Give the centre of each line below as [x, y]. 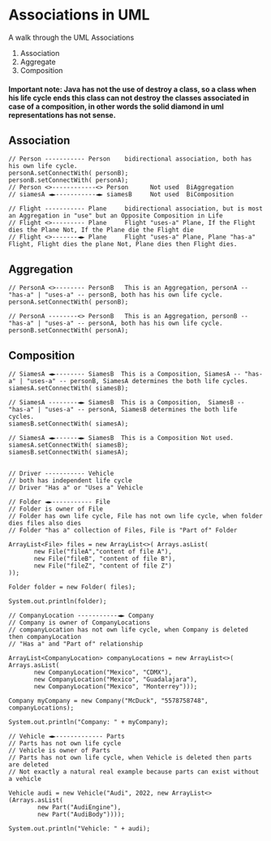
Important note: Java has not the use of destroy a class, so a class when [133, 89]
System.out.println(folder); [58, 601]
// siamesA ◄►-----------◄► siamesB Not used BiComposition [121, 195]
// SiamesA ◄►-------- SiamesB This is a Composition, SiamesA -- [125, 374]
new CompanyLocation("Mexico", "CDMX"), [103, 672]
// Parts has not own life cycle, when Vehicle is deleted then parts [130, 757]
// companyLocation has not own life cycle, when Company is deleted [129, 630]
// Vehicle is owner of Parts [60, 750]
